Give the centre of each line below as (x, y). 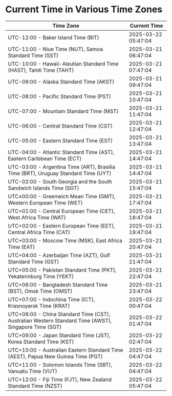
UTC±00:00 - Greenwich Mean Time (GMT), (62, 196)
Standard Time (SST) (33, 55)
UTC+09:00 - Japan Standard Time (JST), (59, 335)
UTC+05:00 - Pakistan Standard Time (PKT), (62, 270)
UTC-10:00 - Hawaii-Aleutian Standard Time (63, 64)
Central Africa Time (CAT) (39, 232)
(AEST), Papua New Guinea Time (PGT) (56, 356)
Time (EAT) (21, 247)
